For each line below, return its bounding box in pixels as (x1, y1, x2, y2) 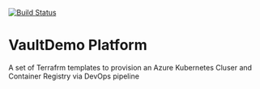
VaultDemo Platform (8, 36, 147, 54)
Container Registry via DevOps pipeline (8, 71, 140, 81)
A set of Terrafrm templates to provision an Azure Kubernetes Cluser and (8, 62, 253, 72)
